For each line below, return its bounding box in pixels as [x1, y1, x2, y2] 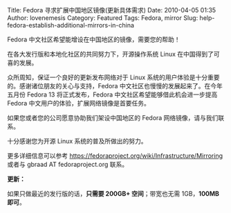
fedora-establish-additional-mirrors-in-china [7, 21, 135, 29]
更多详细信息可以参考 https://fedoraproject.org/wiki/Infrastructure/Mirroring [7, 152, 223, 160]
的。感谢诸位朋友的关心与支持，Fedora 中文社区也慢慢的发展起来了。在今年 [7, 82, 223, 90]
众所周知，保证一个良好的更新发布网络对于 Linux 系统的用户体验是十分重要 [7, 73, 220, 81]
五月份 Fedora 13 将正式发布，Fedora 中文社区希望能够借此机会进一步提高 [7, 90, 218, 99]
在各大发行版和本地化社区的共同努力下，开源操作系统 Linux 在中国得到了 [7, 50, 214, 58]
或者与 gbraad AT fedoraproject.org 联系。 [7, 161, 129, 168]
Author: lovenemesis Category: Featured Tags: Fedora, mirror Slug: [7, 14, 198, 22]
